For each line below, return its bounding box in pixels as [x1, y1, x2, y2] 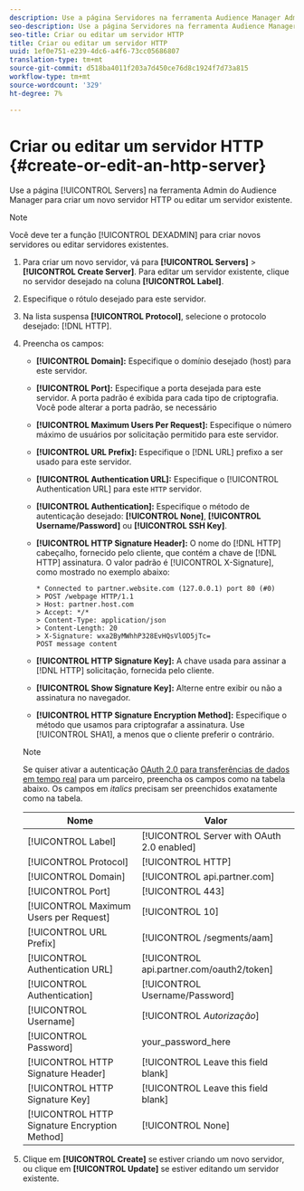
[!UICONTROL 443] [141, 885, 225, 898]
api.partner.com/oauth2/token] [141, 963, 273, 976]
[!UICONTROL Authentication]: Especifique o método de [35, 501, 251, 512]
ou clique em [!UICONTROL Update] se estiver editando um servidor [22, 1164, 280, 1175]
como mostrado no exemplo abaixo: [35, 567, 170, 577]
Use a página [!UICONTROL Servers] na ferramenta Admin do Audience [9, 185, 278, 195]
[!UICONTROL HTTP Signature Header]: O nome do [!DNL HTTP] [35, 538, 281, 548]
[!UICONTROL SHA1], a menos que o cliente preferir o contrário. [35, 729, 275, 740]
